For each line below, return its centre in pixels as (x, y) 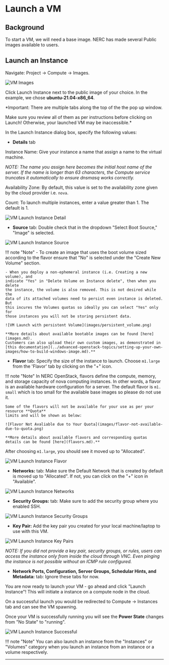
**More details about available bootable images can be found (72, 334)
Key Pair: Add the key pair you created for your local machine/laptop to (86, 526)
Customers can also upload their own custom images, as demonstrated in (83, 343)
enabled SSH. (27, 506)
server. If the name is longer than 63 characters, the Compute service (78, 172)
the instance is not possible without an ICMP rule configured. (69, 561)
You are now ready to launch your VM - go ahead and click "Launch (75, 586)
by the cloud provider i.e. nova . (37, 192)
